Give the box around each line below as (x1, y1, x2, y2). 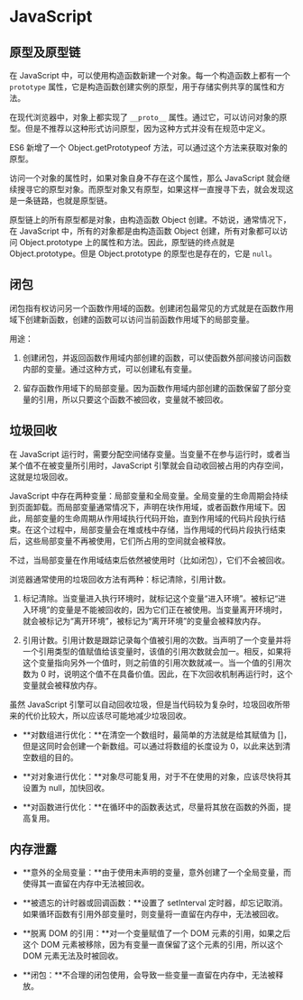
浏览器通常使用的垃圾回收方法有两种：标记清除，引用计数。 (9, 573, 231, 584)
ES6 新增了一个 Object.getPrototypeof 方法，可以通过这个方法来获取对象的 (9, 142, 288, 152)
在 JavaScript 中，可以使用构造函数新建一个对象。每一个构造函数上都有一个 (9, 70, 291, 80)
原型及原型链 (9, 44, 81, 60)
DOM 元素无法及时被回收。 (22, 950, 124, 961)
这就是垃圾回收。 (9, 471, 73, 482)
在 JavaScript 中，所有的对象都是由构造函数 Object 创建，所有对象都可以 (9, 225, 280, 236)
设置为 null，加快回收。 (22, 782, 110, 793)
